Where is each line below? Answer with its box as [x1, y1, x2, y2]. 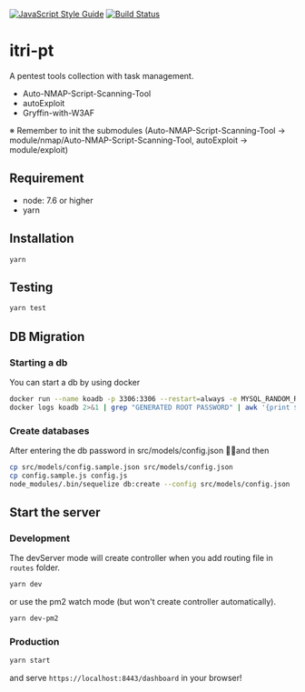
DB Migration [9, 328, 85, 345]
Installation [9, 231, 74, 246]
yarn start [9, 656, 51, 666]
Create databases [9, 424, 90, 436]
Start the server [9, 505, 102, 520]
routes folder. [9, 562, 61, 573]
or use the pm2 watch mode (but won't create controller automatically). [9, 597, 277, 607]
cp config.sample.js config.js [9, 471, 128, 480]
